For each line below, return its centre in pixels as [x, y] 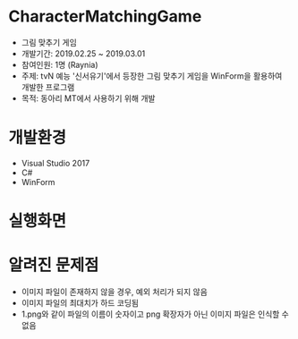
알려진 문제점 [54, 265]
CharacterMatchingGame [105, 17]
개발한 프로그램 [48, 87]
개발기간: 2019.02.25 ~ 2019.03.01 [83, 53]
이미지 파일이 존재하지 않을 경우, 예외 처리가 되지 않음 [114, 292]
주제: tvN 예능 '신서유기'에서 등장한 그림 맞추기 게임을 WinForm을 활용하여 [152, 76]
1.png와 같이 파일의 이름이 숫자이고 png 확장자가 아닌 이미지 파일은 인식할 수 [155, 314]
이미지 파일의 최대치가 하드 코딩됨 [80, 303]
